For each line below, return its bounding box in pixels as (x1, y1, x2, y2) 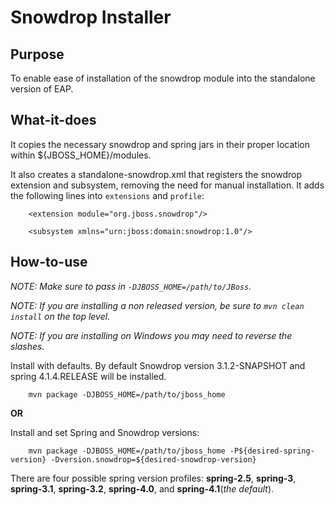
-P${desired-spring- (229, 446, 315, 456)
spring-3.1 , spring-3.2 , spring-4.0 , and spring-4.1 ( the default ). (10, 482, 275, 495)
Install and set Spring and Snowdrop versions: (10, 426, 200, 438)
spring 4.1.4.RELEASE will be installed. (10, 370, 167, 382)
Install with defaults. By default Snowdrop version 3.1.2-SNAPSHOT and (10, 359, 306, 371)
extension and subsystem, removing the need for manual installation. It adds (10, 179, 325, 191)
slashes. (10, 340, 45, 352)
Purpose (10, 46, 65, 63)
